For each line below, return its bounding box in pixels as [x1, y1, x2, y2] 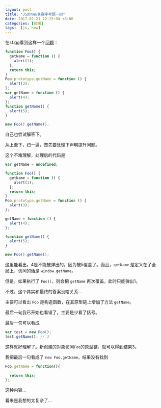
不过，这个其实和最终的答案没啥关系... [5, 289, 82, 294]
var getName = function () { [5, 90, 65, 95]
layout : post [5, 7, 32, 12]
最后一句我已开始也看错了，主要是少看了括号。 [5, 309, 100, 315]
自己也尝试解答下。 [5, 131, 44, 137]
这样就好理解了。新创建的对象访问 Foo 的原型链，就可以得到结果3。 [5, 344, 139, 350]
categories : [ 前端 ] [5, 21, 44, 26]
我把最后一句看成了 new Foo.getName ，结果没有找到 [5, 354, 108, 360]
